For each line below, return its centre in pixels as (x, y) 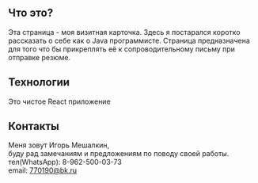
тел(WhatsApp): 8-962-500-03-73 (65, 162)
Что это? (31, 13)
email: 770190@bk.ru (43, 170)
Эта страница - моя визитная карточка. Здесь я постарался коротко (124, 32)
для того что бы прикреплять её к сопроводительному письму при (122, 49)
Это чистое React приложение (59, 101)
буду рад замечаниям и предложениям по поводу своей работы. (119, 154)
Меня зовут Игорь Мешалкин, (59, 145)
